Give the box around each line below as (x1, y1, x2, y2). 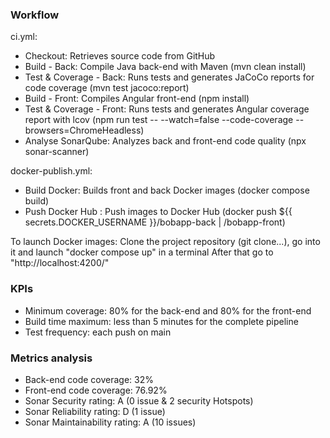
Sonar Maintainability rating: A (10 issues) (24, 416, 197, 428)
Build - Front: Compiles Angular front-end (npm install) (24, 93, 250, 105)
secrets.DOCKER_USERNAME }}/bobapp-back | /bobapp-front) (24, 216, 286, 228)
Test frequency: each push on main (24, 326, 172, 338)
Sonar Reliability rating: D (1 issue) (24, 405, 166, 417)
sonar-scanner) (24, 146, 90, 158)
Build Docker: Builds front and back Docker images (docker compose (24, 184, 310, 197)
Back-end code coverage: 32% (24, 373, 154, 385)
